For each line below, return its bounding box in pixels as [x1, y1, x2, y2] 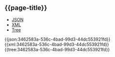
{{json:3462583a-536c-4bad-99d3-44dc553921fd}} [4, 36, 111, 42]
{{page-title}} [4, 4, 48, 12]
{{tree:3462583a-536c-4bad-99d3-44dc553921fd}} [4, 46, 110, 52]
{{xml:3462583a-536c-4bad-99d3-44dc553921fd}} [4, 41, 109, 47]
